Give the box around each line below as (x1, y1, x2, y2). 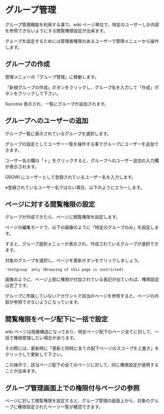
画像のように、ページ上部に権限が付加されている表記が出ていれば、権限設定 (5, 276, 159, 282)
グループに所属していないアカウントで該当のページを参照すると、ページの (5, 293, 155, 299)
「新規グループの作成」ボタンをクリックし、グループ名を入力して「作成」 (5, 84, 155, 90)
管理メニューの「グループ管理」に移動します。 (5, 74, 99, 80)
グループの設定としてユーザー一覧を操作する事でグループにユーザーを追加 (5, 141, 155, 147)
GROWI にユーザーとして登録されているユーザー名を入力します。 (5, 174, 136, 180)
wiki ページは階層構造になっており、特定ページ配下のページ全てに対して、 (5, 329, 155, 335)
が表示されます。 (5, 164, 39, 170)
